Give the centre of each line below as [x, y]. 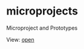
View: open [20, 39]
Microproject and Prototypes [42, 28]
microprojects [42, 11]
